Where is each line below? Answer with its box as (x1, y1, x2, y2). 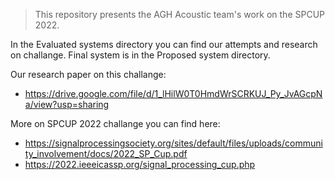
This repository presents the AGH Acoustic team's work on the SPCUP (34, 9, 325, 20)
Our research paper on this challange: (10, 69, 167, 80)
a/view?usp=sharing (24, 99, 110, 110)
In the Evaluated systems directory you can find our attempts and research (10, 39, 318, 50)
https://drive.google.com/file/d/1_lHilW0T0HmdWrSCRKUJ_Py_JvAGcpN (24, 88, 323, 99)
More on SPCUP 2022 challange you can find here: (10, 118, 221, 129)
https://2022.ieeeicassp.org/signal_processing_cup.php (24, 159, 256, 170)
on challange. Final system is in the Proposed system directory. (10, 49, 271, 61)
